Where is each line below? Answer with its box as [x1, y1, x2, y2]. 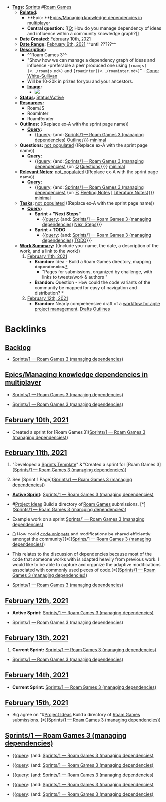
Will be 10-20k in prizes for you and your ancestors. [27, 78, 133, 84]
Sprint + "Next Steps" [34, 211, 81, 217]
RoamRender [27, 116, 54, 121]
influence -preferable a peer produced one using [27, 62, 128, 68]
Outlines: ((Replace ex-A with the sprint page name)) [19, 121, 129, 127]
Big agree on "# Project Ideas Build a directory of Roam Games [12, 712, 140, 717]
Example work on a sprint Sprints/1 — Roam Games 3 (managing [12, 516, 145, 522]
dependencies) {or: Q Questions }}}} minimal [34, 164, 125, 169]
